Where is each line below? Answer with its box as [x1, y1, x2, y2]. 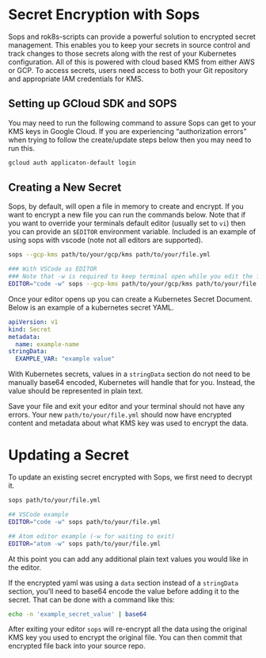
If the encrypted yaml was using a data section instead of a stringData [8, 578, 239, 587]
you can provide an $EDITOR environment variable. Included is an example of [8, 227, 256, 237]
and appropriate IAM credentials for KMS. [8, 74, 144, 83]
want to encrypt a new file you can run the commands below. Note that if [8, 210, 246, 220]
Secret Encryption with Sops [8, 6, 200, 24]
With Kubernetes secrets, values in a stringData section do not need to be [8, 369, 251, 379]
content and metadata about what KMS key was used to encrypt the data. [8, 418, 249, 428]
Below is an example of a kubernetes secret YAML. [8, 302, 174, 312]
